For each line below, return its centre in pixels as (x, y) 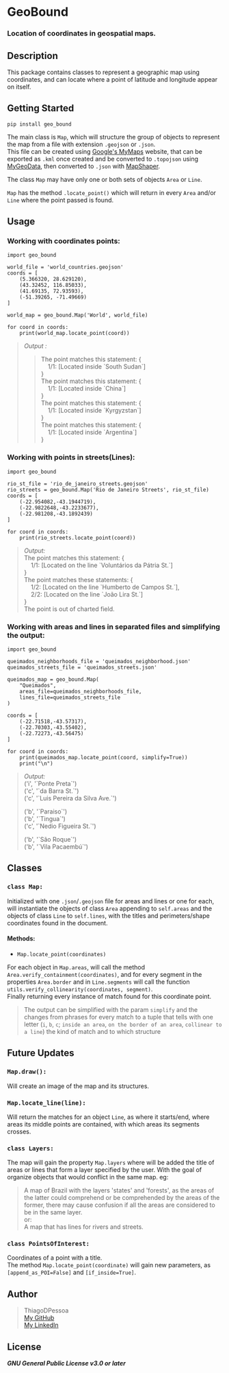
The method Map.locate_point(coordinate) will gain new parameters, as (109, 1265)
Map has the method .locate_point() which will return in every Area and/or (112, 192)
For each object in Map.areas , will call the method (76, 967)
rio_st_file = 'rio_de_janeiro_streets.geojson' (78, 484)
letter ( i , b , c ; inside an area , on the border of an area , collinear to (123, 1024)
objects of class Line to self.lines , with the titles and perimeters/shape (108, 915)
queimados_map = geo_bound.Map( (53, 680)
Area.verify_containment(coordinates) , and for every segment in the (105, 974)
